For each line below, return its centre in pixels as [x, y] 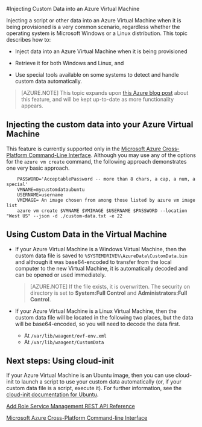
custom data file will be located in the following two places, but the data [104, 317]
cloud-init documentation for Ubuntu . [52, 394]
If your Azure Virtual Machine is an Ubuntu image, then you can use [90, 375]
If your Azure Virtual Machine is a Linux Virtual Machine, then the [96, 311]
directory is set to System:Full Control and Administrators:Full [109, 293]
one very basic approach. [38, 168]
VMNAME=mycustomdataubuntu [51, 190]
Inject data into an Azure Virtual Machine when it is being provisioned [101, 51]
